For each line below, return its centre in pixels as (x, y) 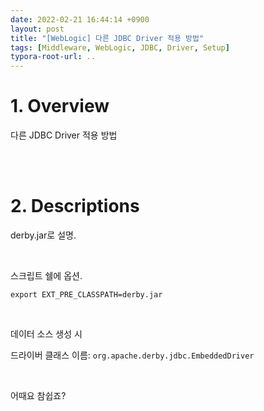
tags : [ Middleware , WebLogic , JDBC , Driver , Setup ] (120, 47)
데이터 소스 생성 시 (46, 334)
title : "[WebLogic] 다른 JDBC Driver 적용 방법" (107, 38)
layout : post (37, 29)
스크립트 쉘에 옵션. (46, 275)
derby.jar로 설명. (43, 235)
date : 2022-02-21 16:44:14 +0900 (80, 19)
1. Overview (60, 106)
